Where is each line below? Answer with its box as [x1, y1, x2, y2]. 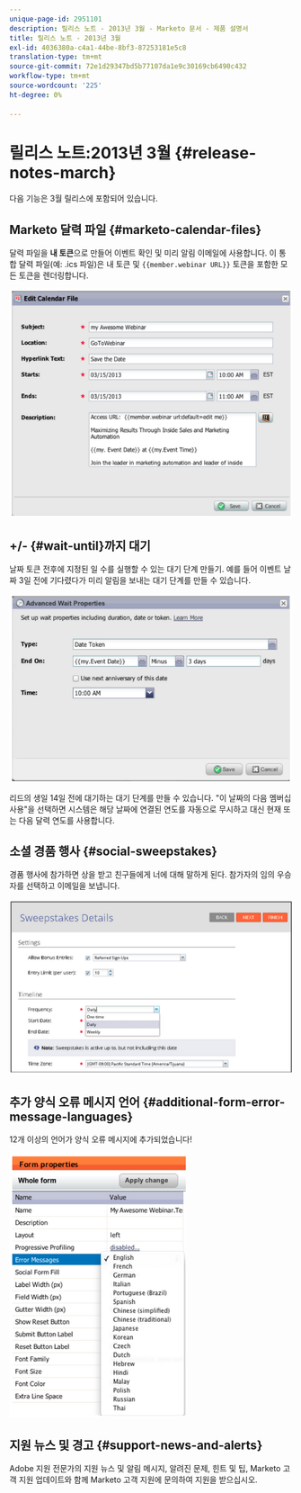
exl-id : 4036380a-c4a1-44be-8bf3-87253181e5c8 [9, 43, 187, 52]
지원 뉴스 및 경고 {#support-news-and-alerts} [9, 1437, 263, 1453]
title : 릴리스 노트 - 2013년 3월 [9, 33, 121, 42]
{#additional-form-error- [142, 1094, 286, 1110]
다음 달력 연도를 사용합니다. [18, 814, 115, 825]
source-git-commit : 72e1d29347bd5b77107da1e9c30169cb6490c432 [9, 62, 247, 71]
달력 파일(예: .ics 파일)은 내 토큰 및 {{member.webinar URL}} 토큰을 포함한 [18, 259, 279, 270]
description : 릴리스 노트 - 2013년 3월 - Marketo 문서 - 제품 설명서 [9, 23, 249, 33]
